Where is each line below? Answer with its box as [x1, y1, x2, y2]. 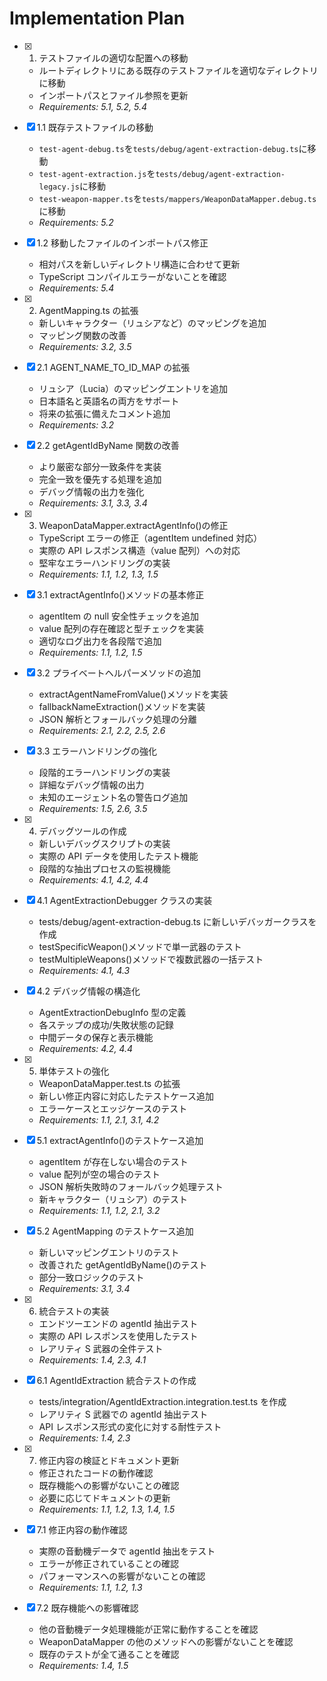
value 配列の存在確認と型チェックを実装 [38, 622, 205, 634]
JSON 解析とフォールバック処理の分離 [38, 713, 197, 725]
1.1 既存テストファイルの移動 [36, 121, 154, 133]
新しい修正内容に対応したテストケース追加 [38, 1090, 214, 1102]
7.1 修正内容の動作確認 [36, 1523, 128, 1536]
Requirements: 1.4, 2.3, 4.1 [38, 1353, 147, 1366]
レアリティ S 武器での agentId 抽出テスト [38, 1408, 209, 1420]
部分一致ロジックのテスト [38, 1271, 145, 1283]
